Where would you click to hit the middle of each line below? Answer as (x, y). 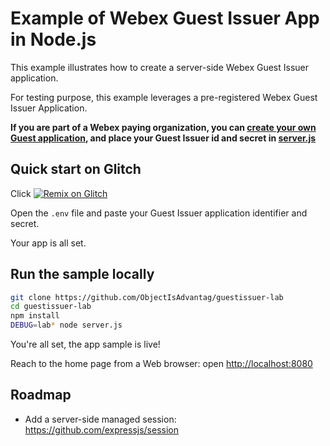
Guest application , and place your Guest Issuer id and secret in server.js (163, 138)
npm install (35, 316)
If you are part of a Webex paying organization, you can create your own (163, 127)
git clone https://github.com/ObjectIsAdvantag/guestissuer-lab (147, 297)
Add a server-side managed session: (100, 419)
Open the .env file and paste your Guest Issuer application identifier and (159, 213)
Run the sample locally (82, 274)
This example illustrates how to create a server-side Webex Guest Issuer (160, 67)
